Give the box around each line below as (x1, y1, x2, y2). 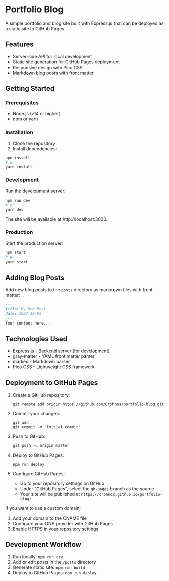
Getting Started (5, 84, 55, 93)
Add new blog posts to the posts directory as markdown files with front (5, 287, 153, 293)
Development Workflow (5, 540, 82, 549)
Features (5, 40, 34, 49)
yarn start (5, 260, 28, 265)
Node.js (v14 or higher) (12, 111, 61, 117)
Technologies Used (5, 334, 67, 343)
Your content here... (5, 320, 51, 326)
